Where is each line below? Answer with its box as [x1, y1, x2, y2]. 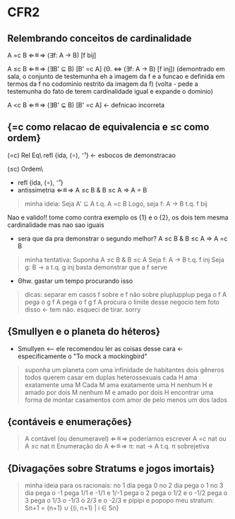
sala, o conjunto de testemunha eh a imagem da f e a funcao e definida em [7, 72, 225, 80]
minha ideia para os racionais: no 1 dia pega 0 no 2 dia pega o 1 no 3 [24, 481, 224, 490]
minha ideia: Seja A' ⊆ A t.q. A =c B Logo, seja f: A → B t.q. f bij [24, 199, 208, 208]
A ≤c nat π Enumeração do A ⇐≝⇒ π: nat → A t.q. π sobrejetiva [24, 442, 210, 451]
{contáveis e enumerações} [7, 416, 133, 428]
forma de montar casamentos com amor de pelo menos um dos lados [24, 396, 228, 404]
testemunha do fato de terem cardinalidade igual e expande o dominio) [7, 87, 214, 95]
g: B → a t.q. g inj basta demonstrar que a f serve [24, 262, 168, 271]
